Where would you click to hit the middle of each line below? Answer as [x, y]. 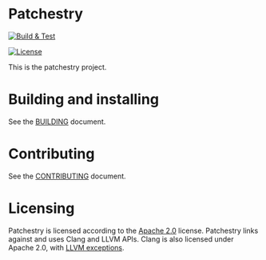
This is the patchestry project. [58, 67]
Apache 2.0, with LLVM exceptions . [67, 247]
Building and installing [84, 100]
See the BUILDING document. [57, 122]
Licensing [42, 208]
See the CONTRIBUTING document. [67, 176]
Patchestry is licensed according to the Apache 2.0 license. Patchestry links [133, 230]
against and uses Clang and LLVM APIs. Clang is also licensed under [121, 239]
